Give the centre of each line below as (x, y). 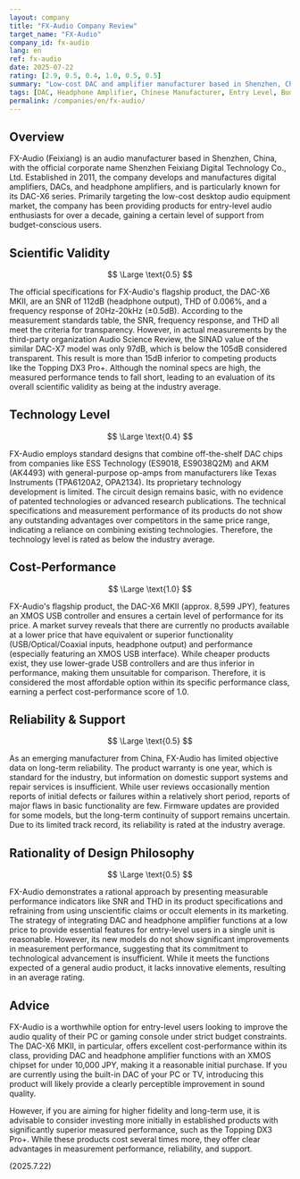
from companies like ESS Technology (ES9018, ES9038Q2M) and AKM (139, 463)
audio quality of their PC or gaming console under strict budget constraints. (148, 1037)
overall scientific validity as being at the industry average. (115, 387)
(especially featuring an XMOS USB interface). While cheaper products (140, 653)
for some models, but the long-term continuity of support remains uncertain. (150, 815)
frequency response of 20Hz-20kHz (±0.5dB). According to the (126, 311)
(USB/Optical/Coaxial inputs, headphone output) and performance (131, 644)
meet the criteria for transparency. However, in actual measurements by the (148, 330)
